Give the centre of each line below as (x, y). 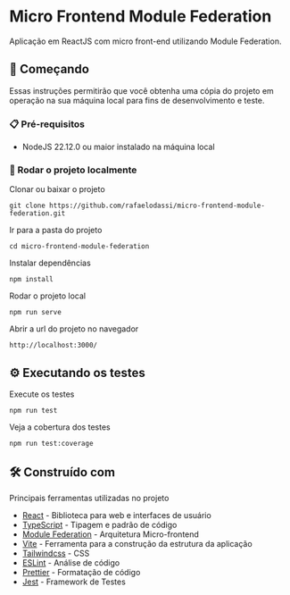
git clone (28, 206)
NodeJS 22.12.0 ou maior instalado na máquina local (119, 147)
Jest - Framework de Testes (74, 582)
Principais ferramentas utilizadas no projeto (89, 498)
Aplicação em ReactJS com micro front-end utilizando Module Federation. (145, 41)
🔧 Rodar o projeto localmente (73, 170)
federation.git (37, 214)
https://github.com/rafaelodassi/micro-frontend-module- (157, 206)
